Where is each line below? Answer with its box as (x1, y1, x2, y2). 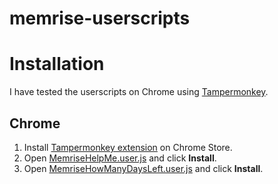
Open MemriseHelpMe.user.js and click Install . (23, 152, 217, 164)
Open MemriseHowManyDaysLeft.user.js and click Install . (23, 162, 264, 174)
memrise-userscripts (9, 7, 191, 30)
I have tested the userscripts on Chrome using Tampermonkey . (9, 86, 269, 98)
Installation (9, 53, 105, 76)
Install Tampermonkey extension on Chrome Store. (23, 141, 233, 153)
